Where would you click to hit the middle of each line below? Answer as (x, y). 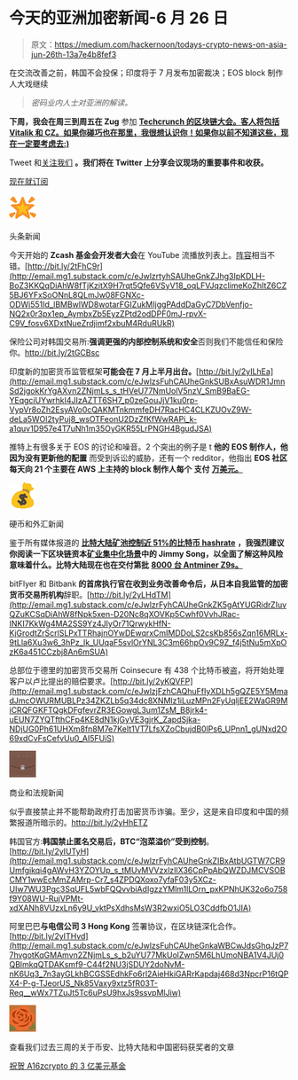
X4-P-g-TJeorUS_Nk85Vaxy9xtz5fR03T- (83, 983)
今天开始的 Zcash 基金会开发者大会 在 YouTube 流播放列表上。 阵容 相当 (138, 254)
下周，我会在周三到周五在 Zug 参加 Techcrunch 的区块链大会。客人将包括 (145, 121)
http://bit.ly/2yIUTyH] (51, 851)
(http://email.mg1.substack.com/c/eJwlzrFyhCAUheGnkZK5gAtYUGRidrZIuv (148, 605)
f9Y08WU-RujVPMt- (47, 898)
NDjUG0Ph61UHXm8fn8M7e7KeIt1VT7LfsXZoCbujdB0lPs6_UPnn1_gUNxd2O (149, 729)
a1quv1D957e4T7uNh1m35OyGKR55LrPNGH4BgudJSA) (111, 428)
